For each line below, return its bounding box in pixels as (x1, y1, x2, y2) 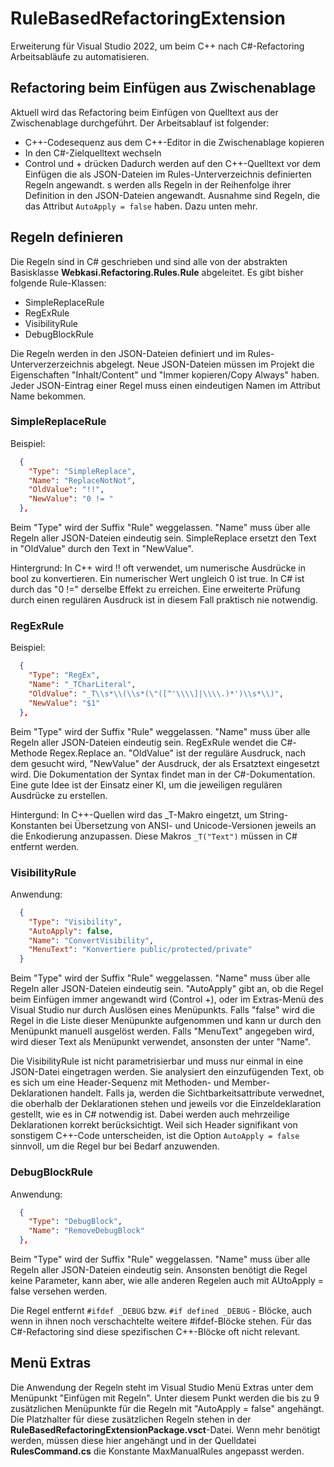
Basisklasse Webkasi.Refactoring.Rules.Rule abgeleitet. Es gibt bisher (10, 266, 304, 278)
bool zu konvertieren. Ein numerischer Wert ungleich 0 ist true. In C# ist (10, 573, 305, 585)
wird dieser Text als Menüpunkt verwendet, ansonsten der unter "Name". (10, 1036, 312, 1048)
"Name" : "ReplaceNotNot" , (28, 475, 137, 486)
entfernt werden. (10, 840, 80, 852)
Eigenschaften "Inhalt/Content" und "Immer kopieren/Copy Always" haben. (10, 368, 320, 381)
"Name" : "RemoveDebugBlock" (28, 1226, 145, 1236)
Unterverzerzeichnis (10, 358, 95, 370)
